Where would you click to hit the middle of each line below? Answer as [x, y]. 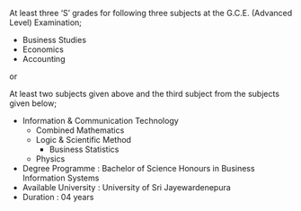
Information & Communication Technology [101, 121]
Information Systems [61, 178]
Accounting [44, 59]
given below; [33, 103]
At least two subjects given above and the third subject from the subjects [145, 94]
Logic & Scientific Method [84, 140]
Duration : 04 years [58, 197]
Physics [50, 159]
